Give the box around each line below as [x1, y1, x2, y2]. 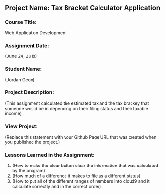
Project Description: [5, 89, 54, 96]
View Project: [5, 123, 38, 130]
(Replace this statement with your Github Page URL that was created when [5, 134, 157, 139]
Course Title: [5, 19, 37, 26]
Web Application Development [5, 29, 67, 36]
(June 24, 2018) [5, 53, 37, 59]
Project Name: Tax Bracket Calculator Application [5, 4, 161, 12]
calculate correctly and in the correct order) [12, 184, 101, 190]
